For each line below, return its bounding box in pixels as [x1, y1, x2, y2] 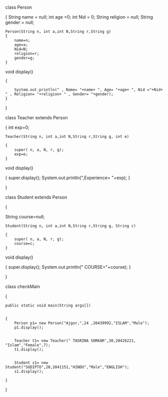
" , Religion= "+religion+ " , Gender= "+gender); [5, 92, 114, 97]
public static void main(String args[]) [5, 303, 92, 308]
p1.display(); [14, 325, 44, 330]
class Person [5, 5, 32, 10]
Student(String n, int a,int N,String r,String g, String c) [5, 223, 136, 228]
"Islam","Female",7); [5, 343, 51, 348]
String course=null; [5, 214, 45, 219]
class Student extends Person [5, 194, 67, 200]
